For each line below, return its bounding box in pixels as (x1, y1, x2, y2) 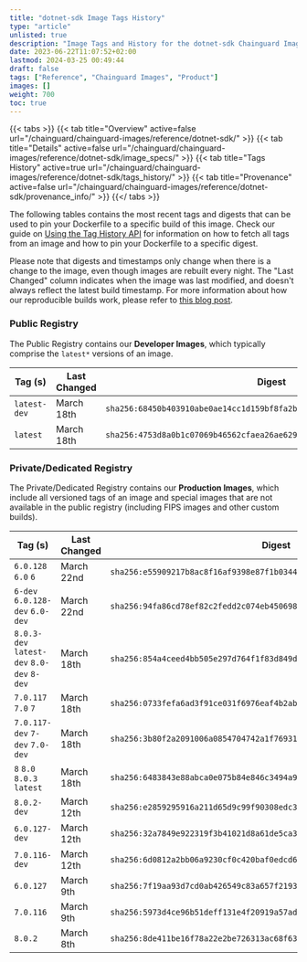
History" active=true (9, 162, 86, 174)
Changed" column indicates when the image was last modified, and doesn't (9, 275, 294, 286)
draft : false (9, 65, 59, 74)
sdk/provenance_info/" (9, 191, 96, 202)
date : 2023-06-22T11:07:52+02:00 (9, 48, 137, 57)
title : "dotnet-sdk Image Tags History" (9, 13, 166, 23)
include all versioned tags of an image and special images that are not (9, 492, 273, 502)
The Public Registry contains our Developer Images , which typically (9, 338, 267, 349)
